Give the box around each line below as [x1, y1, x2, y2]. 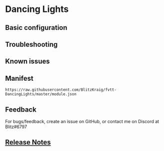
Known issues [5, 57, 50, 66]
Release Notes [5, 138, 51, 147]
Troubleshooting [5, 40, 58, 48]
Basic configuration [5, 23, 68, 32]
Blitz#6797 [5, 124, 27, 130]
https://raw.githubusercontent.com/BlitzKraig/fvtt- [5, 87, 117, 93]
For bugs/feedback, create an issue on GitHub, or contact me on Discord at [5, 118, 160, 124]
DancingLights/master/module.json [5, 92, 77, 97]
